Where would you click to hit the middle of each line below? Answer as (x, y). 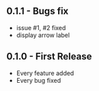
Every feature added (45, 73)
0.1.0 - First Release (49, 56)
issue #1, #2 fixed (41, 27)
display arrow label (43, 35)
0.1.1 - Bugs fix (38, 11)
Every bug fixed (39, 80)
